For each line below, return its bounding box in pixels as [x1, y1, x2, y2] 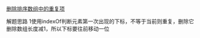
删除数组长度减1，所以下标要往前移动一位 [6, 26, 110, 32]
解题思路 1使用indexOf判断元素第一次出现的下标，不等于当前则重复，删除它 [6, 18, 195, 25]
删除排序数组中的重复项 [6, 5, 65, 12]
